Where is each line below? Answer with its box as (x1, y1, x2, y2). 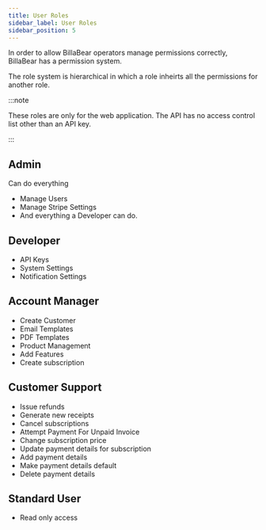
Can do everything (8, 179, 69, 189)
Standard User (8, 492, 82, 505)
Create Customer (19, 315, 77, 325)
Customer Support (8, 381, 102, 395)
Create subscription (19, 357, 85, 367)
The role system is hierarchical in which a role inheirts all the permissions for (8, 72, 258, 82)
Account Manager (8, 295, 99, 308)
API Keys (19, 255, 50, 264)
